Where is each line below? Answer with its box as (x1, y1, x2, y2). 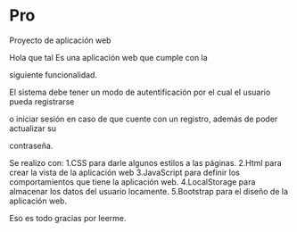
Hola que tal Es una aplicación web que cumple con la (9, 52, 208, 62)
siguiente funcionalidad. (9, 69, 98, 80)
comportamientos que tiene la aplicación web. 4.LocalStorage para (9, 176, 256, 187)
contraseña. (9, 140, 54, 151)
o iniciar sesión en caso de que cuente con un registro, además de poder (9, 113, 278, 124)
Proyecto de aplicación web (9, 35, 111, 46)
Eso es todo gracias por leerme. (9, 212, 127, 223)
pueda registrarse (9, 95, 75, 107)
